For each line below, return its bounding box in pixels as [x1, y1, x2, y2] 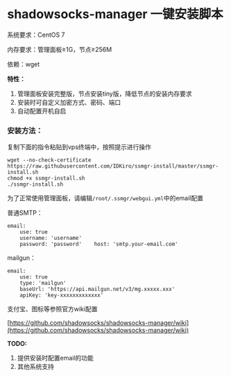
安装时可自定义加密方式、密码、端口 [17, 98, 121, 106]
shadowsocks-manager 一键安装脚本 [7, 6, 223, 22]
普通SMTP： [7, 209, 43, 217]
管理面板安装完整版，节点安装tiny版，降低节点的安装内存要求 [17, 89, 192, 98]
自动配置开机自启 [17, 107, 67, 115]
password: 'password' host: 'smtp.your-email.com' [19, 240, 178, 248]
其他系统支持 [17, 362, 54, 371]
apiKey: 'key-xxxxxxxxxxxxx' [19, 292, 104, 299]
